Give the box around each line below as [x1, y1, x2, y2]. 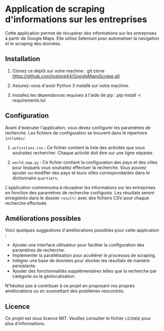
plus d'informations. [5, 321, 46, 327]
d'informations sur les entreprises [5, 14, 147, 25]
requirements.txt [12, 97, 46, 103]
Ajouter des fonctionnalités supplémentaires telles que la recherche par [12, 268, 157, 274]
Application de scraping [5, 3, 105, 15]
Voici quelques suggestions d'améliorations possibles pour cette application [5, 227, 160, 233]
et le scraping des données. [5, 40, 61, 46]
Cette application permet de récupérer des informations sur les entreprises [5, 30, 157, 36]
